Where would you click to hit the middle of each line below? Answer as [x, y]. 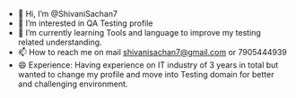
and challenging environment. [73, 84]
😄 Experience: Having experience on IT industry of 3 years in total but [148, 65]
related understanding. [60, 42]
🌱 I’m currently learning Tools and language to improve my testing [139, 33]
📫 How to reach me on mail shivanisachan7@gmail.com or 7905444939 [152, 52]
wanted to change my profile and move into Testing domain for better [146, 74]
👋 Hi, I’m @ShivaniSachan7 [68, 14]
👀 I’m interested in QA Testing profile [86, 23]
